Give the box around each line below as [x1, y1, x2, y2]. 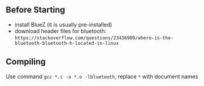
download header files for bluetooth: [14, 27, 107, 35]
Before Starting [5, 5, 65, 15]
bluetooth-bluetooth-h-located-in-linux [14, 40, 119, 46]
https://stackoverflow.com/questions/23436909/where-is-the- [14, 35, 174, 41]
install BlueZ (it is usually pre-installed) [14, 21, 112, 28]
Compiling [5, 57, 46, 67]
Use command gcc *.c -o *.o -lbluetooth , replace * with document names [5, 73, 199, 80]
